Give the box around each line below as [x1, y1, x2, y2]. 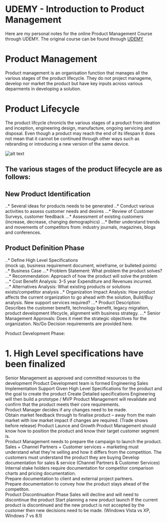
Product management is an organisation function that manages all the [5, 70, 148, 76]
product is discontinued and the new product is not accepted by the [5, 502, 145, 508]
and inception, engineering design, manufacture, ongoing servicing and [5, 125, 153, 131]
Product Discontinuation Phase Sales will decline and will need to [5, 491, 139, 497]
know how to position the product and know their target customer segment [5, 428, 159, 434]
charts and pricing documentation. [5, 470, 76, 476]
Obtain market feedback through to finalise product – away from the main [5, 412, 156, 418]
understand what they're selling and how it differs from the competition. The [5, 449, 162, 455]
